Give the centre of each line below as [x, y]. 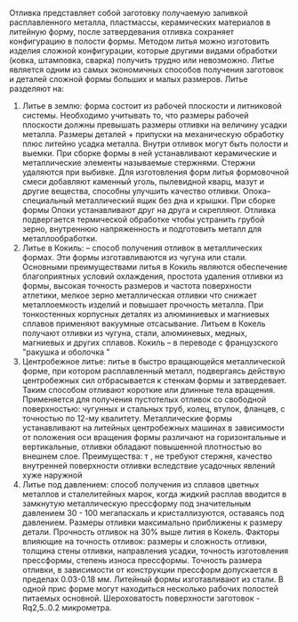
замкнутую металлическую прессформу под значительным [137, 503]
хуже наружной [52, 475]
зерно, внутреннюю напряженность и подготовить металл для [142, 229]
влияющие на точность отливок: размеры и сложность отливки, [145, 541]
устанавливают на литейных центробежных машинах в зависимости [153, 428]
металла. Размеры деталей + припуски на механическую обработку [153, 134]
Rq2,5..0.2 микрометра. [67, 608]
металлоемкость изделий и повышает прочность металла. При [143, 305]
